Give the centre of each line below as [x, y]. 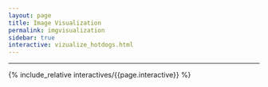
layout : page [30, 15]
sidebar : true [32, 38]
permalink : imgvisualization [57, 30]
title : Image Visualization [55, 23]
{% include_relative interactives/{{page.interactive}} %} [100, 75]
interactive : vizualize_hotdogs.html [71, 45]
